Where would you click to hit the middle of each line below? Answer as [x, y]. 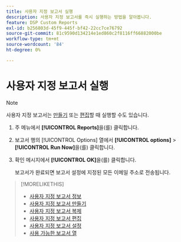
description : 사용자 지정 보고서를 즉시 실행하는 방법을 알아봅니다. [79, 17]
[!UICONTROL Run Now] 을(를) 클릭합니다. [65, 147]
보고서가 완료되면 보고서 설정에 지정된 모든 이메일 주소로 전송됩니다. [93, 172]
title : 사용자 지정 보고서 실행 [40, 11]
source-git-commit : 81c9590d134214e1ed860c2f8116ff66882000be [84, 34]
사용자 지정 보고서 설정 [55, 226]
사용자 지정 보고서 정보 [55, 196]
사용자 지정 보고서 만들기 [58, 203]
